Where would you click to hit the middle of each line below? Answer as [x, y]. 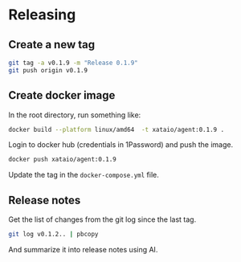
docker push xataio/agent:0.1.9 [62, 160]
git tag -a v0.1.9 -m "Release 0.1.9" [73, 63]
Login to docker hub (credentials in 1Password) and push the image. [121, 145]
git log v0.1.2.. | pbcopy [53, 235]
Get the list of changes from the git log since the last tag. [102, 219]
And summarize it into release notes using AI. [83, 250]
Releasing [42, 15]
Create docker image [62, 95]
